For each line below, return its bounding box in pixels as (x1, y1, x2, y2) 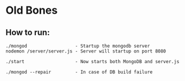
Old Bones (5, 4, 58, 17)
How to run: (5, 27, 50, 38)
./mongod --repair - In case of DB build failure (5, 69, 153, 75)
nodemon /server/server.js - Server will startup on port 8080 (5, 48, 166, 54)
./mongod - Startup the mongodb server (5, 43, 150, 49)
